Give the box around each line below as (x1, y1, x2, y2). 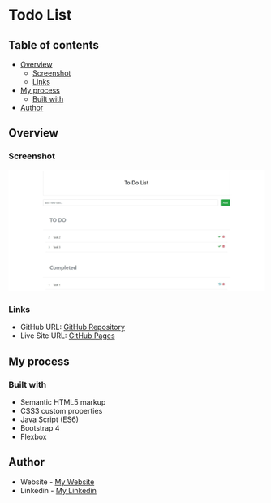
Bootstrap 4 (19, 423, 60, 433)
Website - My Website (19, 477, 95, 487)
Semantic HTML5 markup (19, 397, 106, 407)
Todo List (8, 6, 72, 24)
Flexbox (19, 432, 47, 442)
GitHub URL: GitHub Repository (19, 323, 126, 332)
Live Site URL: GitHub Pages (19, 331, 115, 340)
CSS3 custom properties (19, 406, 103, 416)
